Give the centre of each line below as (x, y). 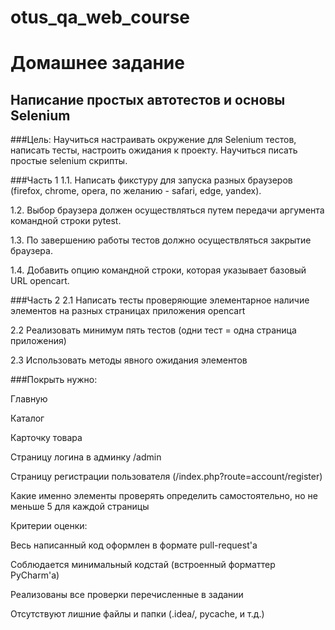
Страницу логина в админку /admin (86, 457)
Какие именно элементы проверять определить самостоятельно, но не (164, 496)
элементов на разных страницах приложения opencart (128, 311)
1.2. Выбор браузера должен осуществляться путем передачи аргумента (167, 210)
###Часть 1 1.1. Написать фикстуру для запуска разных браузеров (151, 180)
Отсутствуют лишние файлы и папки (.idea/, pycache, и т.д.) (137, 614)
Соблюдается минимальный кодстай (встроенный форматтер (143, 565)
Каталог (27, 418)
